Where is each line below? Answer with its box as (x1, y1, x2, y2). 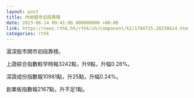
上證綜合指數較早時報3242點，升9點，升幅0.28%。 (6, 61, 133, 68)
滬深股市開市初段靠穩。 (6, 48, 64, 55)
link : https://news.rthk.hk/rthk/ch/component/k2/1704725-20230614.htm (6, 25, 188, 31)
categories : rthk (6, 31, 50, 37)
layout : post (6, 8, 39, 15)
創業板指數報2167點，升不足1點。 (6, 86, 88, 93)
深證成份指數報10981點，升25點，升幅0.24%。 (6, 73, 122, 80)
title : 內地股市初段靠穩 (6, 14, 61, 20)
